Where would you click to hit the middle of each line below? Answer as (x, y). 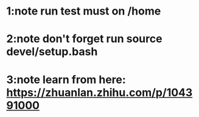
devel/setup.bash (52, 52)
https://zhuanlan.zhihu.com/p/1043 (100, 92)
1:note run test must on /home (84, 11)
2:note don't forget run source (84, 39)
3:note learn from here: (66, 79)
